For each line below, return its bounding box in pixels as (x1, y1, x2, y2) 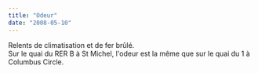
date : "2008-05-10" (8, 19, 72, 27)
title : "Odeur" (8, 11, 58, 20)
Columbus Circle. (8, 57, 64, 67)
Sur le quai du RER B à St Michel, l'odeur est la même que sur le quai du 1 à (8, 49, 251, 58)
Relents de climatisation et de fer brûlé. (8, 40, 135, 49)
